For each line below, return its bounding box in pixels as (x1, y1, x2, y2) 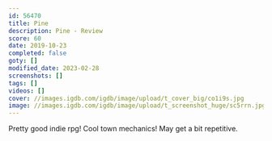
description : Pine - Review (8, 27, 104, 35)
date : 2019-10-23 (8, 42, 67, 50)
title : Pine (8, 19, 49, 27)
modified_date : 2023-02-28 (8, 64, 100, 73)
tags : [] (8, 79, 38, 87)
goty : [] (8, 57, 38, 65)
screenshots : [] (8, 72, 63, 80)
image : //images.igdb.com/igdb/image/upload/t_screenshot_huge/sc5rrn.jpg (8, 102, 266, 110)
